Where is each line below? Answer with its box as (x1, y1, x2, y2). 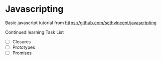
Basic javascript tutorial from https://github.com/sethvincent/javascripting (5, 20, 157, 26)
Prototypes (12, 44, 35, 50)
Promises (12, 50, 32, 56)
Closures (12, 38, 31, 45)
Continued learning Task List (5, 29, 64, 35)
